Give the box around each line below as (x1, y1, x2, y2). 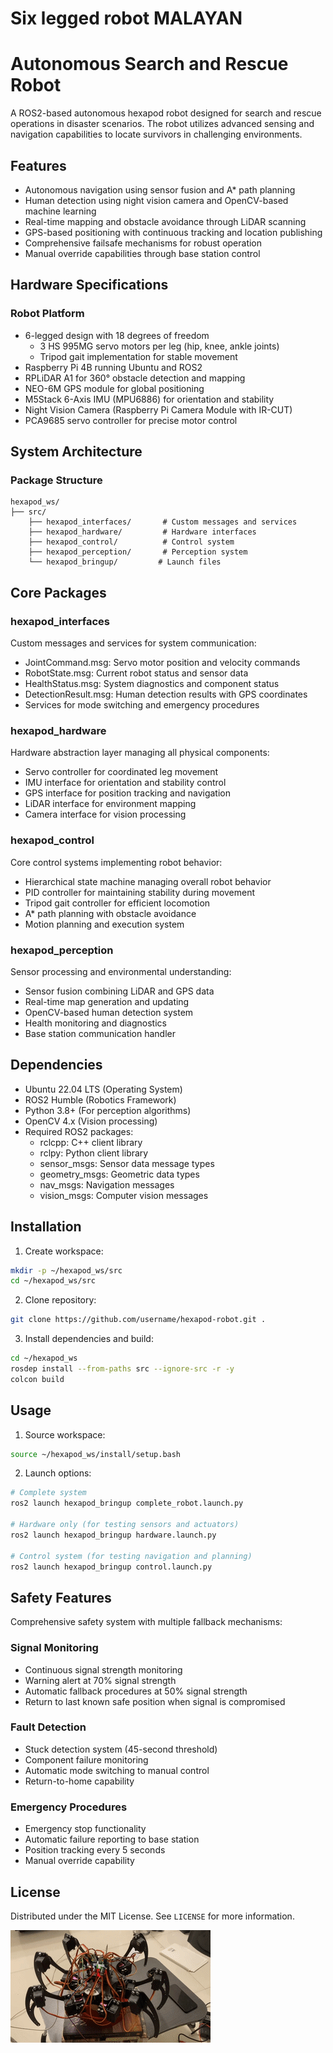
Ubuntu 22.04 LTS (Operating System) (24, 1083, 183, 1095)
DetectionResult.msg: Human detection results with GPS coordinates (24, 688, 308, 700)
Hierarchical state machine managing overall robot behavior (24, 875, 272, 887)
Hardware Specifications (10, 277, 169, 294)
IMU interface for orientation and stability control (24, 777, 227, 789)
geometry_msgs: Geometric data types (39, 1168, 200, 1180)
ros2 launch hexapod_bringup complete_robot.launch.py (10, 1498, 244, 1509)
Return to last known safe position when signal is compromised (24, 1695, 286, 1707)
